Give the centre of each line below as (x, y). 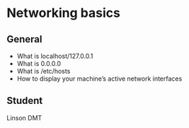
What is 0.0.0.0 (39, 64)
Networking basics (64, 13)
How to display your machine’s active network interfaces (99, 78)
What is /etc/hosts (44, 71)
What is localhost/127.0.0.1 (55, 56)
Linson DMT (24, 117)
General (25, 39)
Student (25, 101)
